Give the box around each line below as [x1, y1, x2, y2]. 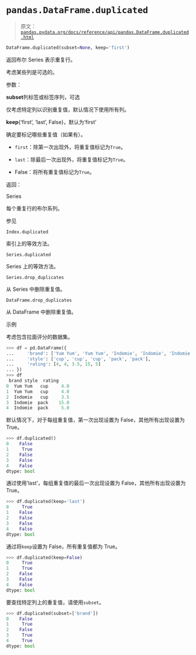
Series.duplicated [6, 251, 51, 257]
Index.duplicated [6, 229, 49, 235]
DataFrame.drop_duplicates [6, 297, 72, 303]
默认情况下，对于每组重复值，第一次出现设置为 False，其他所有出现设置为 [6, 416, 185, 424]
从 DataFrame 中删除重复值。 [6, 308, 77, 315]
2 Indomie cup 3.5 [6, 394, 69, 400]
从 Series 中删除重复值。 [6, 285, 66, 293]
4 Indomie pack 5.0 [6, 405, 69, 411]
